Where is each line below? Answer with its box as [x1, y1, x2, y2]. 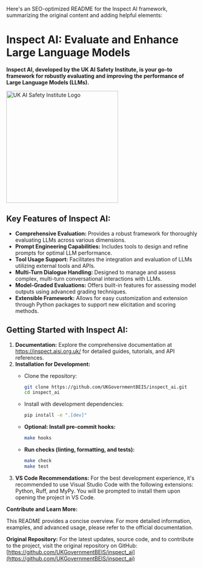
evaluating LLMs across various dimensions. [15, 236, 126, 244]
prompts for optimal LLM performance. [15, 249, 113, 256]
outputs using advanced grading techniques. [15, 288, 127, 295]
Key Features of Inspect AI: [6, 214, 111, 224]
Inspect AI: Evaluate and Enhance [6, 33, 179, 47]
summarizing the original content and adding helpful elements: [6, 12, 162, 19]
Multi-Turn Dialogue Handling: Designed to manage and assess [15, 269, 176, 276]
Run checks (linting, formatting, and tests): [24, 446, 135, 453]
